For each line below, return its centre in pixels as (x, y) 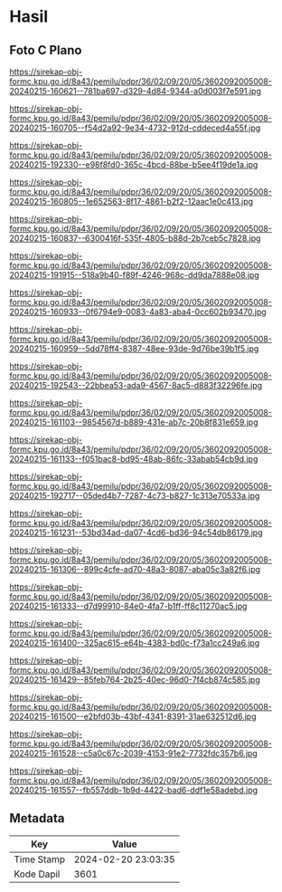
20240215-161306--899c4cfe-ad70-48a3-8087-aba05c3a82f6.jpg (135, 569)
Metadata (37, 818)
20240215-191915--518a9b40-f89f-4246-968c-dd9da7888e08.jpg (134, 275)
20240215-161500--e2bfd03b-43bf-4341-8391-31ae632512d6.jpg (133, 716)
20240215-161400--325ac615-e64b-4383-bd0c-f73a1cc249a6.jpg (135, 643)
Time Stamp (40, 859)
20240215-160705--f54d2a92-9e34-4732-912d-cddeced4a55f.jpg (135, 128)
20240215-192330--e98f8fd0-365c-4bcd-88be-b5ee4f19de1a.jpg (134, 164)
